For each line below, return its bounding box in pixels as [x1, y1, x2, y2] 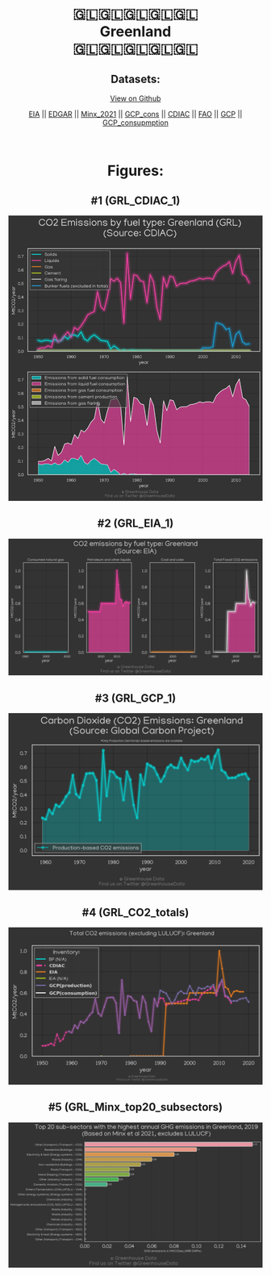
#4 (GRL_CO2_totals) [81, 906, 190, 919]
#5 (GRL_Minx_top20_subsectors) [48, 1100, 223, 1114]
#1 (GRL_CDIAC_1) [90, 194, 181, 207]
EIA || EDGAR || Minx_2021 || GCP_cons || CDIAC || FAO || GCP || [28, 110, 243, 119]
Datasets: [110, 72, 161, 85]
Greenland [99, 23, 172, 41]
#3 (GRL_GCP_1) [94, 691, 177, 705]
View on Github [110, 94, 161, 103]
